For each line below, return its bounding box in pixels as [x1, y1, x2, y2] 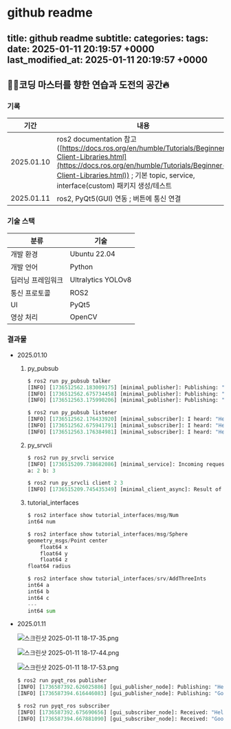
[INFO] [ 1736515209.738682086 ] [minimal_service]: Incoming [27, 460, 203, 467]
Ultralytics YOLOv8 [69, 275, 132, 284]
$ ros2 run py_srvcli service [27, 454, 115, 461]
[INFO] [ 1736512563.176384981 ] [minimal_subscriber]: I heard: [27, 428, 213, 436]
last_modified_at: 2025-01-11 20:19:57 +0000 [7, 54, 208, 66]
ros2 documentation [56, 135, 122, 144]
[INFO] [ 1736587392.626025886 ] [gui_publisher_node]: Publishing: [16, 683, 212, 691]
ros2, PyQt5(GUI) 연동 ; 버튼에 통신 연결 [56, 194, 181, 204]
